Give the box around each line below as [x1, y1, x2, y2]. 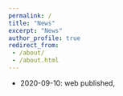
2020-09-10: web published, [19, 78, 115, 88]
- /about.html [11, 57, 59, 65]
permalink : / [8, 11, 52, 20]
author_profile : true [8, 34, 81, 42]
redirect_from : [8, 42, 59, 50]
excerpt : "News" [8, 26, 63, 34]
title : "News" [8, 19, 56, 27]
